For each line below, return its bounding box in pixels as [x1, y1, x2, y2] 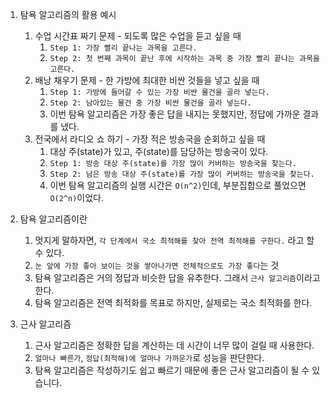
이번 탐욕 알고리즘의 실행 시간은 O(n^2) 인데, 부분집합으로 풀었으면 [49, 179, 307, 191]
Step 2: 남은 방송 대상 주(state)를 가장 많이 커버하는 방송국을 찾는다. [49, 169, 315, 179]
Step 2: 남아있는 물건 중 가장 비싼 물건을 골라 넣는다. [49, 98, 252, 108]
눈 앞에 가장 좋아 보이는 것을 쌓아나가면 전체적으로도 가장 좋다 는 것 [34, 259, 280, 271]
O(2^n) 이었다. [49, 192, 105, 203]
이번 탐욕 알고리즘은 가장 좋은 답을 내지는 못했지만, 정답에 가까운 [49, 108, 301, 120]
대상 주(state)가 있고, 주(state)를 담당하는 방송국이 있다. [49, 146, 269, 157]
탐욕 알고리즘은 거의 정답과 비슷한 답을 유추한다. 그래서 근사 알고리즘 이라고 [34, 272, 321, 283]
